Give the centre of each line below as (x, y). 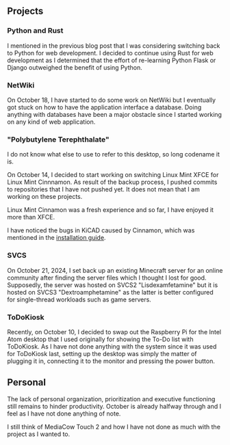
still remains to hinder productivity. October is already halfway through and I (114, 406)
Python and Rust (35, 31)
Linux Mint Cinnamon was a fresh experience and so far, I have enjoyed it (111, 210)
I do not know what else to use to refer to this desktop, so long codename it (114, 154)
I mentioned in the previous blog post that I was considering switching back (114, 45)
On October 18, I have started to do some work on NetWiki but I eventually (112, 100)
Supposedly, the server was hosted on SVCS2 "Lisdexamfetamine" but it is (113, 285)
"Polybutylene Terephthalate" (58, 139)
